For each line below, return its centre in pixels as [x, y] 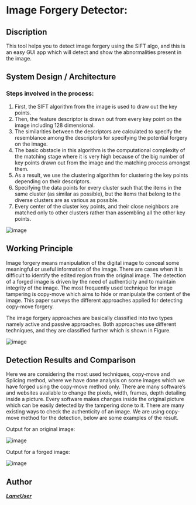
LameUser [19, 496]
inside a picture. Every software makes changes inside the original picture [95, 399]
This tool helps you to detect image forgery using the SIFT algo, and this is [96, 46]
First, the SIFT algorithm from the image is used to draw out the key [96, 106]
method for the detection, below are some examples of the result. [99, 418]
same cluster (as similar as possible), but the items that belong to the [98, 194]
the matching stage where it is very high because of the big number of [99, 156]
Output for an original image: [41, 429]
